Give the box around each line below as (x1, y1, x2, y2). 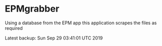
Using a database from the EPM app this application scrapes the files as (5, 20, 157, 26)
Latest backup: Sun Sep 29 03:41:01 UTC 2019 (5, 35, 103, 41)
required (5, 25, 23, 31)
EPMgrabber (5, 3, 59, 15)
